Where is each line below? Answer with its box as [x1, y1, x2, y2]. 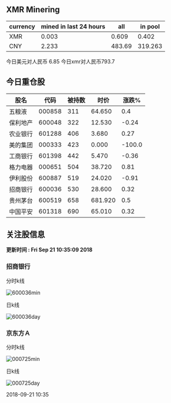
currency [9, 22, 35, 30]
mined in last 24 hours [41, 22, 106, 30]
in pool [140, 22, 160, 30]
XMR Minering [6, 5, 60, 15]
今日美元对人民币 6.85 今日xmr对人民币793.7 [6, 57, 115, 65]
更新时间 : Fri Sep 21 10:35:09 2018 [6, 246, 93, 254]
